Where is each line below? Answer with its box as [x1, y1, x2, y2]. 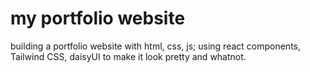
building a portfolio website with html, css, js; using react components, [10, 40, 302, 52]
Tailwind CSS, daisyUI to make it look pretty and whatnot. [10, 50, 247, 62]
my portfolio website [10, 7, 186, 30]
